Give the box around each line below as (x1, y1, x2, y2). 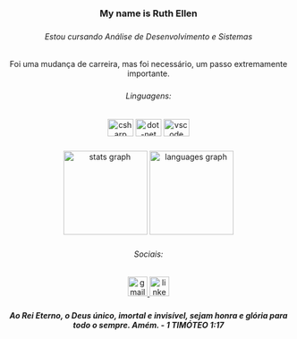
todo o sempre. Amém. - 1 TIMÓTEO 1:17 (72, 320, 225, 331)
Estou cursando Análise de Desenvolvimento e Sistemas (44, 30, 253, 42)
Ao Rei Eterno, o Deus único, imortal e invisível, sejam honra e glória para (9, 310, 288, 321)
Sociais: (133, 249, 164, 259)
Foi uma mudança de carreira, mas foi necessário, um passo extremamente (9, 59, 288, 70)
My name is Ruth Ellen (99, 7, 198, 20)
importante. (127, 68, 170, 79)
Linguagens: (125, 90, 172, 101)
